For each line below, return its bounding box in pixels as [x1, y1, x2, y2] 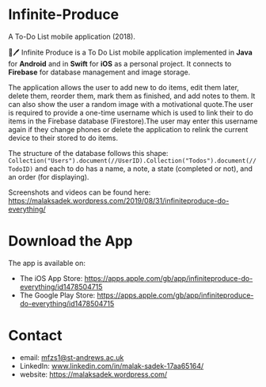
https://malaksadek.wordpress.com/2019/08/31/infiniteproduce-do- [8, 195, 230, 205]
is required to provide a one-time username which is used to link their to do [8, 108, 253, 117]
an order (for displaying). [8, 172, 89, 181]
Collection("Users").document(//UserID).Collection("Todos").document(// [8, 157, 257, 165]
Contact [8, 327, 63, 345]
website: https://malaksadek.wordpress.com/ [19, 370, 168, 379]
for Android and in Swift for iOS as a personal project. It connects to [8, 59, 232, 68]
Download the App [8, 232, 133, 250]
